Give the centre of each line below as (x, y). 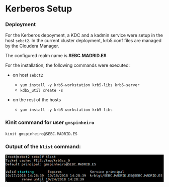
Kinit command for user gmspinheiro (50, 122)
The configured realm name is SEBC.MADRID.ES (56, 56)
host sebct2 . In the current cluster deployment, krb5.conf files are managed (83, 41)
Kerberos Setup (39, 9)
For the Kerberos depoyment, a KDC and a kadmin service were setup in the (84, 35)
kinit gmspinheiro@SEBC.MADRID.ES (41, 134)
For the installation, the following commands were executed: (68, 65)
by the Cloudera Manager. (32, 46)
